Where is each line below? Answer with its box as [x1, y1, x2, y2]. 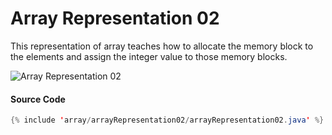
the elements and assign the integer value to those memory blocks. [10, 50, 288, 62]
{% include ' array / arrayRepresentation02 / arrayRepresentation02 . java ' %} [10, 115, 325, 126]
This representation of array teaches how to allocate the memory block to [10, 40, 314, 52]
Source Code [10, 93, 66, 105]
